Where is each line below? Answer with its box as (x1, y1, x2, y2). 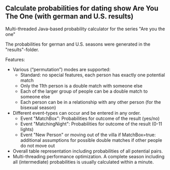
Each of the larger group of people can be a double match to (20, 88, 148, 94)
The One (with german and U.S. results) (5, 12, 134, 21)
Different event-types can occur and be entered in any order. (12, 110, 141, 116)
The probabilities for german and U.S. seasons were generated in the (5, 41, 151, 47)
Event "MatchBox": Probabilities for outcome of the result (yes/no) (20, 115, 160, 121)
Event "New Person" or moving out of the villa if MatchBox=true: (20, 132, 156, 138)
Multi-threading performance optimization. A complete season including (12, 153, 165, 159)
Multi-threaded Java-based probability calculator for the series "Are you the (5, 26, 165, 32)
